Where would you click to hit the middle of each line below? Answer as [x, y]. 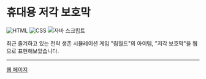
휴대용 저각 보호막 [48, 12]
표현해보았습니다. [38, 51]
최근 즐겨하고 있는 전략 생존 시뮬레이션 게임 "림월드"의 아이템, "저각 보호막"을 [99, 43]
